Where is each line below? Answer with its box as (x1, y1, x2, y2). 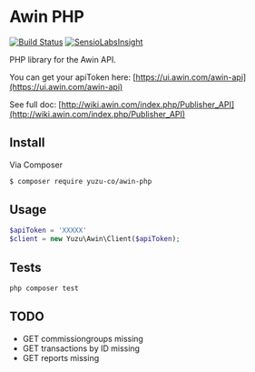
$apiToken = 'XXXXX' (9, 226, 88, 236)
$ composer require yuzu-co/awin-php (9, 176, 152, 186)
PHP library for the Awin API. (9, 54, 116, 65)
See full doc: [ (9, 98, 62, 110)
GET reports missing (22, 352, 100, 363)
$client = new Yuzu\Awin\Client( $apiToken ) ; (9, 235, 181, 244)
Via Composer (9, 159, 64, 170)
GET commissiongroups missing (22, 333, 143, 344)
